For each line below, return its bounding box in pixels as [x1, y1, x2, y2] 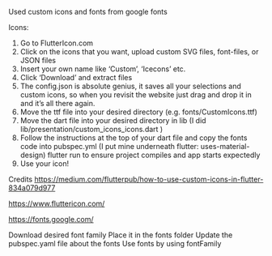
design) [19, 150, 46, 160]
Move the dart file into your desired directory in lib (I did [19, 116, 206, 125]
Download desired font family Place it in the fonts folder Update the [8, 230, 233, 240]
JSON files [19, 56, 57, 65]
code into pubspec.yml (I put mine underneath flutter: [19, 142, 199, 151]
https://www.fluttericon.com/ [8, 198, 105, 208]
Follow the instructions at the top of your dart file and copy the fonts [19, 133, 248, 143]
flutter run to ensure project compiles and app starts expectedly [47, 150, 261, 160]
